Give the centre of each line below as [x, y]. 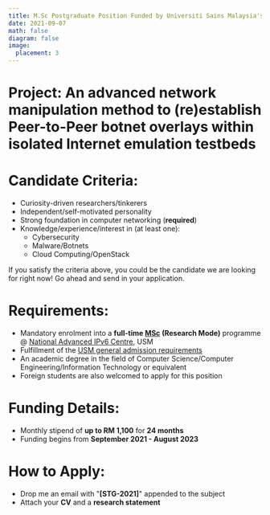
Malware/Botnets [60, 246]
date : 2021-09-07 [37, 23]
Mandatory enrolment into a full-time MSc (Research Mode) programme [140, 333]
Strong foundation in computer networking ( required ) [108, 220]
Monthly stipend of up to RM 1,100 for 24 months [102, 430]
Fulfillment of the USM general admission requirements [111, 350]
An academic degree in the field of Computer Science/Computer [127, 359]
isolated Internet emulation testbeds [132, 144]
